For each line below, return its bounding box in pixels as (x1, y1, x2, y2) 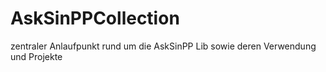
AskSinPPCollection (10, 7, 180, 30)
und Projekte (10, 50, 63, 62)
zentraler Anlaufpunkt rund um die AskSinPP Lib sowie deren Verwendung (10, 40, 317, 52)
